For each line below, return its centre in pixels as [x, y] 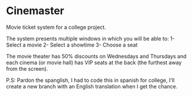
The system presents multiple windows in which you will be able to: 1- [90, 38]
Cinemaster [35, 11]
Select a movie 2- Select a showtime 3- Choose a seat [72, 45]
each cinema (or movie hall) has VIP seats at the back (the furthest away [94, 62]
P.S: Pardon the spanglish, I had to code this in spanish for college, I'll [90, 80]
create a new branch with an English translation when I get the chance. [92, 86]
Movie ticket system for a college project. [56, 27]
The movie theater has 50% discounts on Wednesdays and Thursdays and [96, 56]
